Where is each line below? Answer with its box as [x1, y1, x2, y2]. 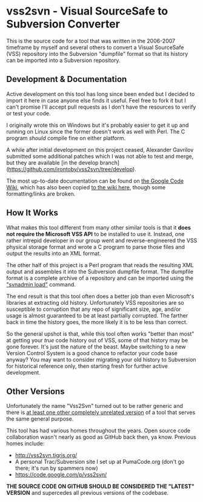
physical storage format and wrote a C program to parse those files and [6, 243, 185, 250]
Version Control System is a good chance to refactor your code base [6, 349, 178, 356]
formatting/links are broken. [6, 190, 76, 197]
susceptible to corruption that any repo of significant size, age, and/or [6, 305, 181, 313]
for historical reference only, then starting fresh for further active [6, 362, 168, 370]
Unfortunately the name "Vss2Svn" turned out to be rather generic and [6, 402, 184, 410]
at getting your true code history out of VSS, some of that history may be [6, 336, 188, 344]
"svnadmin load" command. [6, 280, 76, 288]
